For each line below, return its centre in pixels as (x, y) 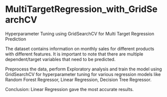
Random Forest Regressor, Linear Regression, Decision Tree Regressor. (79, 79)
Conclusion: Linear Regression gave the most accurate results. (70, 89)
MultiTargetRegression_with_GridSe (82, 9)
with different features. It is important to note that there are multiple (74, 54)
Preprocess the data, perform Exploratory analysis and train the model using (83, 69)
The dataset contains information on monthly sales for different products (80, 48)
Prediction (16, 39)
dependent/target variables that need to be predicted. (60, 59)
